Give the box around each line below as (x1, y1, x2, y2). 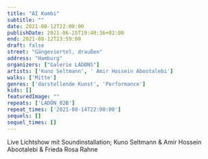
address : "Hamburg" (7, 55, 63, 62)
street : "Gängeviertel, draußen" (7, 49, 103, 56)
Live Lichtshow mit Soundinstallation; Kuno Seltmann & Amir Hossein (7, 138, 202, 146)
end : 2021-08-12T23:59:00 (7, 36, 81, 43)
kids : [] (7, 87, 32, 94)
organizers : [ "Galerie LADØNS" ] (7, 61, 100, 68)
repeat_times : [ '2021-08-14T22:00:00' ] (7, 106, 122, 113)
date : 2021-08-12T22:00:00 (7, 23, 84, 30)
